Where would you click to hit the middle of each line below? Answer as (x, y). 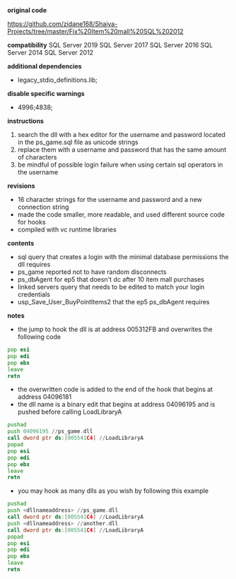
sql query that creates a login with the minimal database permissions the (123, 257)
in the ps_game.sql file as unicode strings (78, 142)
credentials (34, 294)
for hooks (31, 222)
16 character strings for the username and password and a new (110, 199)
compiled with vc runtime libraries (67, 229)
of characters (37, 157)
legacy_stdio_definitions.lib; (57, 80)
